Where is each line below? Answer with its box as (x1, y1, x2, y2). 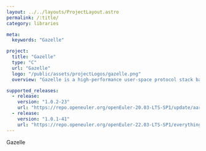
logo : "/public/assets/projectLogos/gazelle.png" (12, 71, 141, 77)
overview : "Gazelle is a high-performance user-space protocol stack (12, 76, 193, 83)
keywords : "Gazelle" (12, 37, 64, 43)
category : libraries (6, 20, 59, 26)
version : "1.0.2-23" (17, 99, 70, 105)
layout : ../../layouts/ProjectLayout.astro (6, 9, 120, 15)
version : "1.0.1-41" (17, 116, 70, 122)
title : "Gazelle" (12, 54, 56, 60)
